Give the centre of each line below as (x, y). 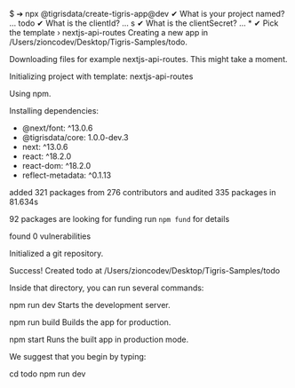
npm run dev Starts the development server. (90, 305)
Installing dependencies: (54, 111)
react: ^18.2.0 (47, 156)
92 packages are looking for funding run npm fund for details (120, 219)
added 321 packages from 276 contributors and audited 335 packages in (143, 192)
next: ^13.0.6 (45, 147)
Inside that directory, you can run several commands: (107, 288)
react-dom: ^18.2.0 (56, 166)
